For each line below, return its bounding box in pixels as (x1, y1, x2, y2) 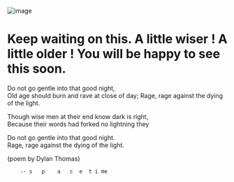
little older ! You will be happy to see (7, 46, 221, 62)
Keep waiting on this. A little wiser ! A (7, 31, 228, 47)
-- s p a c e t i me (20, 168, 108, 175)
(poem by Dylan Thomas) (7, 154, 80, 162)
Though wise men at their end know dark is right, (7, 112, 149, 120)
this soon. (7, 61, 66, 77)
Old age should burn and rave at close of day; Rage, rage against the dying (7, 91, 224, 99)
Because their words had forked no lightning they (7, 120, 149, 128)
